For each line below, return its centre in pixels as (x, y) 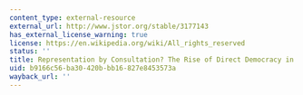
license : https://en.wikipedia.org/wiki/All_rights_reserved (127, 43)
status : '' (30, 52)
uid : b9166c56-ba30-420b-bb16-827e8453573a (93, 69)
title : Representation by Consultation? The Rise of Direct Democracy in (152, 60)
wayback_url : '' (40, 77)
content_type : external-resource (73, 18)
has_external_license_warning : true (78, 34)
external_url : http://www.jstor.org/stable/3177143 (109, 26)
